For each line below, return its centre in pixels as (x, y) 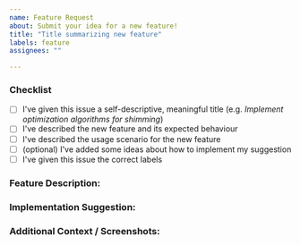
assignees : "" (36, 51)
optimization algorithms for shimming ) (93, 119)
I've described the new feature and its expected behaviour (130, 129)
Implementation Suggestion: (73, 207)
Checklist (30, 90)
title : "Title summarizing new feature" (86, 34)
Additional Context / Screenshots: (85, 231)
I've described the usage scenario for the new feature (121, 139)
